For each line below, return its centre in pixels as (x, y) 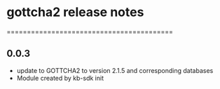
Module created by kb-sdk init (60, 78)
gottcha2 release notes (75, 12)
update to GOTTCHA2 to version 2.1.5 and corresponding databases (115, 70)
